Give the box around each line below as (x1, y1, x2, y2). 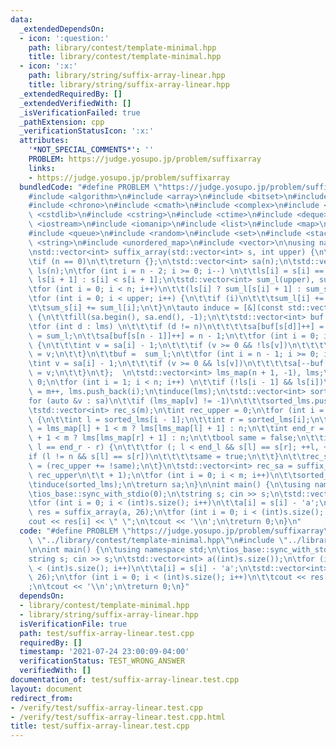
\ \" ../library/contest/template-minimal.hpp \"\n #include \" (28, 535, 288, 545)
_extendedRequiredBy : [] (19, 89, 123, 99)
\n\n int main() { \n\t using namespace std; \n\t (28, 544, 226, 555)
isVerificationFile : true (19, 619, 128, 629)
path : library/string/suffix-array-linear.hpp (28, 71, 226, 81)
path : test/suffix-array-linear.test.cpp (19, 628, 195, 638)
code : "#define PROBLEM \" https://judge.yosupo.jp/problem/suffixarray (19, 526, 325, 536)
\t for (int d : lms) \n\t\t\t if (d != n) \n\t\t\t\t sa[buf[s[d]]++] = (28, 321, 325, 331)
